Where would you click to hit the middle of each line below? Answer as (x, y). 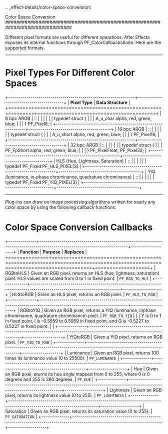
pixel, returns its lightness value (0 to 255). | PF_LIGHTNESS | (66, 395)
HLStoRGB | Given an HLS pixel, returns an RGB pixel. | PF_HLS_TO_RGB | (85, 294)
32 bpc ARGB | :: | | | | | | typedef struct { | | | (116, 145)
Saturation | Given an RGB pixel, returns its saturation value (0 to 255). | (79, 411)
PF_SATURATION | (21, 416)
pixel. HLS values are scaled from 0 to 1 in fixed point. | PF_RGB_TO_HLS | (78, 278)
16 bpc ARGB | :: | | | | (139, 129)
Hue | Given (146, 368)
